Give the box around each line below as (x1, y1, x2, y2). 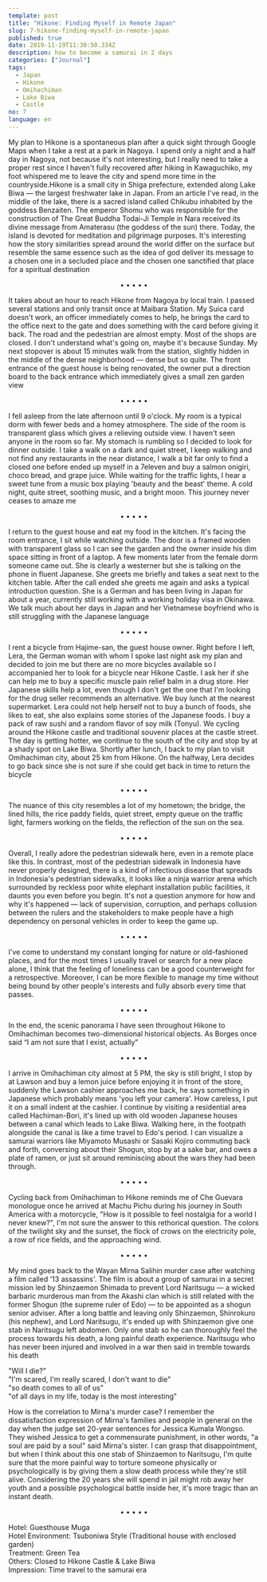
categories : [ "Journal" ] (8, 57, 91, 65)
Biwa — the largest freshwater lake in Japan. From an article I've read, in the (8, 188, 259, 198)
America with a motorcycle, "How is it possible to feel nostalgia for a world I (8, 1209, 257, 1219)
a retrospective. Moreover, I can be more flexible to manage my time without (8, 972, 259, 982)
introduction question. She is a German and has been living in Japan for (8, 586, 244, 595)
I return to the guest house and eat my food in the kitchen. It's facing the (8, 527, 246, 536)
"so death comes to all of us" (8, 1383, 104, 1392)
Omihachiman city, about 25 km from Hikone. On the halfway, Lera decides (8, 752, 255, 762)
